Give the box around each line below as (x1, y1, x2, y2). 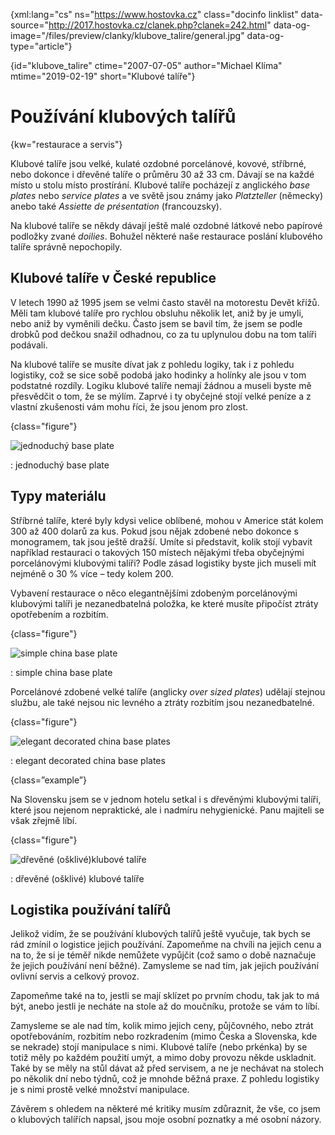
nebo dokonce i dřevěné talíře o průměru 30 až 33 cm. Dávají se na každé (10, 168, 315, 180)
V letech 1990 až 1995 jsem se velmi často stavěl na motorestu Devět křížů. (10, 296, 320, 308)
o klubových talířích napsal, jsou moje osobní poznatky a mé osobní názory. (10, 1114, 322, 1126)
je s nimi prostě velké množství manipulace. (10, 1084, 190, 1096)
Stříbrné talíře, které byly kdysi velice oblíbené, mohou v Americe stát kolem (10, 514, 324, 526)
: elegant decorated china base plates (10, 754, 166, 766)
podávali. (10, 339, 48, 351)
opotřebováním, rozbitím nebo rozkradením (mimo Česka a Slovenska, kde (10, 1030, 318, 1043)
